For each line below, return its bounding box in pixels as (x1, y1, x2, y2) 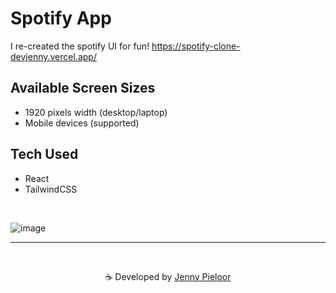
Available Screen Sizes (10, 80, 156, 97)
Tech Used (10, 146, 79, 163)
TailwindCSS (24, 183, 78, 195)
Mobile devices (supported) (24, 117, 140, 129)
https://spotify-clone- (151, 40, 241, 52)
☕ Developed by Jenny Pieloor (104, 270, 232, 282)
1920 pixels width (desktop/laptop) (24, 106, 168, 118)
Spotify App (10, 7, 112, 30)
